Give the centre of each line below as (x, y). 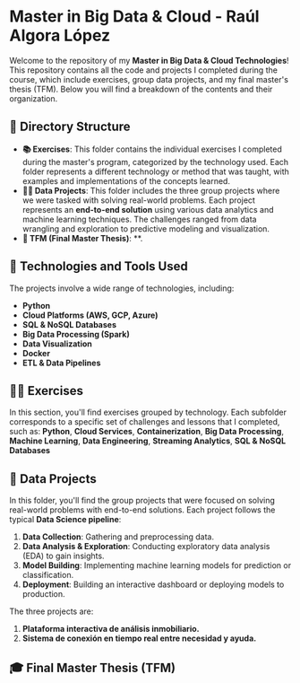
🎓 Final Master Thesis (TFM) (93, 667)
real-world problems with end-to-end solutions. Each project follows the (142, 510)
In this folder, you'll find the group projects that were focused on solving (142, 501)
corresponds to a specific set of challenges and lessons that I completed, (145, 422)
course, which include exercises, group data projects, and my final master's (149, 79)
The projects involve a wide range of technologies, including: (122, 288)
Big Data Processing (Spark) (76, 334)
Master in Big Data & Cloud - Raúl (134, 17)
